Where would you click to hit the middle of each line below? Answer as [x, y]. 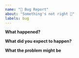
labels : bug [17, 18]
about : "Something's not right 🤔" [40, 14]
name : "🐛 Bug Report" [27, 9]
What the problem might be [33, 50]
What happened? [23, 32]
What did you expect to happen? [38, 41]
